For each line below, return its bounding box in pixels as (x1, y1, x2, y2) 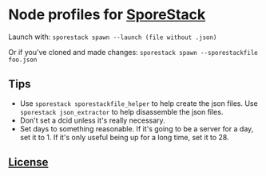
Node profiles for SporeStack (8, 6, 206, 24)
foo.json (8, 56, 38, 64)
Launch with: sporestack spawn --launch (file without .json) (8, 32, 217, 41)
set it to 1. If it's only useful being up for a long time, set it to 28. (19, 132, 229, 142)
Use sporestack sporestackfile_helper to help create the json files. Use (19, 98, 258, 108)
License (8, 155, 49, 169)
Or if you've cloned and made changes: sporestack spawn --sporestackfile (8, 47, 258, 57)
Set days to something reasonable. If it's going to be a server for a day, (19, 123, 254, 133)
